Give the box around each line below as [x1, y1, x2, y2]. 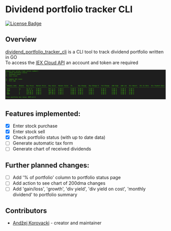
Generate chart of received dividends [12, 146, 92, 152]
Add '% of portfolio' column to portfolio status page [12, 175, 121, 181]
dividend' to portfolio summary [12, 192, 77, 198]
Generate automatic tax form [12, 140, 73, 146]
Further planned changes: [5, 161, 90, 169]
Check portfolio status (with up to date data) [12, 134, 106, 140]
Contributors [5, 206, 47, 215]
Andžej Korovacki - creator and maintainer [12, 220, 102, 226]
